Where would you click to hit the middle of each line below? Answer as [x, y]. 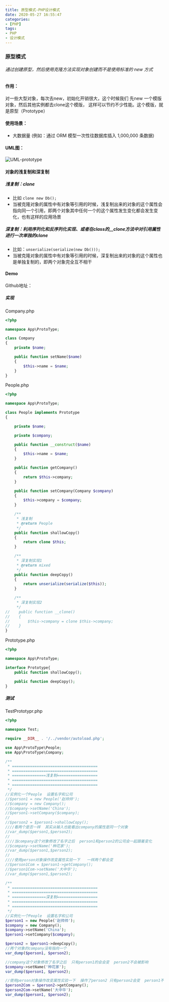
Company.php [20, 311]
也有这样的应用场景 [41, 217]
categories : [18, 19]
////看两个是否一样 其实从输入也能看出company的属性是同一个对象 [67, 827]
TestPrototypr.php [24, 711]
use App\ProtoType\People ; [33, 748]
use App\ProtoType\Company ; [35, 752]
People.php [17, 385]
